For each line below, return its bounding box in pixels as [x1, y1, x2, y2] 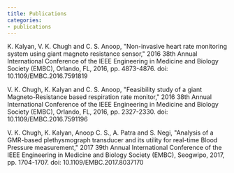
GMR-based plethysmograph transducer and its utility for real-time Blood [7, 136, 218, 144]
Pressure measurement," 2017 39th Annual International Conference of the [7, 144, 222, 152]
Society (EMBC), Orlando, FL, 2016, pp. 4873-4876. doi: [7, 64, 168, 73]
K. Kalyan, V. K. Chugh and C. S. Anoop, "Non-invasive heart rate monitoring [7, 43, 228, 51]
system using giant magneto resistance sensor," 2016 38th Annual [7, 50, 198, 58]
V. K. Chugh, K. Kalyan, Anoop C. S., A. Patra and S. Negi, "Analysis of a [7, 128, 214, 137]
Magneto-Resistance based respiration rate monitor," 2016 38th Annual [7, 93, 212, 101]
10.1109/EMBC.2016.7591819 [7, 72, 89, 80]
